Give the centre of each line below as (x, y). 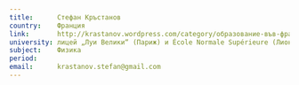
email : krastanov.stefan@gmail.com (85, 67)
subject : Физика (45, 50)
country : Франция (48, 26)
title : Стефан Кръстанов (65, 17)
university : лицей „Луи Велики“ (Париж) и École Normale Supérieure (139, 42)
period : (24, 58)
